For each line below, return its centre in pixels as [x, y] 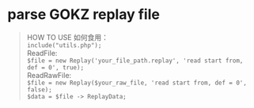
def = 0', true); [55, 67]
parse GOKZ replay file [83, 15]
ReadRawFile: [49, 75]
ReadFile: [42, 53]
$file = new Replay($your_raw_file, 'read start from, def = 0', [136, 83]
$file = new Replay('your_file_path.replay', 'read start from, [135, 61]
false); [39, 89]
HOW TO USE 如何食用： [67, 37]
